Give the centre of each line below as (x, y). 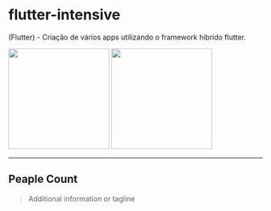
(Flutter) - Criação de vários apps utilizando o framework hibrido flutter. (127, 37)
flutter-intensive (65, 15)
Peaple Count (43, 179)
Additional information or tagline (81, 198)
